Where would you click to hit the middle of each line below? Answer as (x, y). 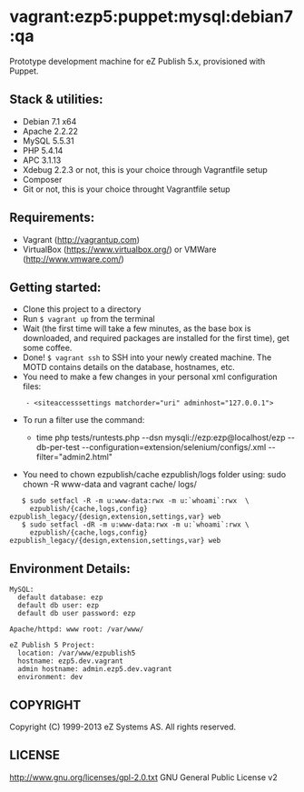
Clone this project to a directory (82, 309)
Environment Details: (70, 569)
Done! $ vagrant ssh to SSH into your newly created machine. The (147, 357)
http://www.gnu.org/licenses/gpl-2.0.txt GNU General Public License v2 (144, 777)
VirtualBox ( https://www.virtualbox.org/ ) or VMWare (119, 249)
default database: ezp (60, 597)
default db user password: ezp (77, 614)
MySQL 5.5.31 (48, 140)
